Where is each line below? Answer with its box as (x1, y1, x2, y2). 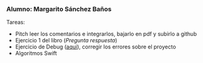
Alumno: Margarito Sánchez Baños (6, 5, 112, 13)
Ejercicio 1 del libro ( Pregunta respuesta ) (15, 37, 118, 44)
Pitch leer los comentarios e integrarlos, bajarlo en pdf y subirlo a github (15, 30, 197, 38)
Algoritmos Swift (15, 50, 57, 57)
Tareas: (6, 19, 26, 26)
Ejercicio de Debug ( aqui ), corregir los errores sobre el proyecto (15, 43, 176, 50)
